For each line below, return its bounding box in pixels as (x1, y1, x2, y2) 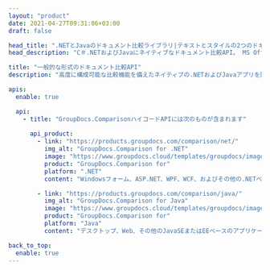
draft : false (8, 27, 52, 35)
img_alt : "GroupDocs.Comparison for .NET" (43, 145, 189, 153)
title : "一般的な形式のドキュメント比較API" (8, 64, 142, 72)
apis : (8, 85, 27, 93)
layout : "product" (8, 11, 70, 20)
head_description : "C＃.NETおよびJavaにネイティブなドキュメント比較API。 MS (8, 49, 251, 57)
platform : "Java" (43, 219, 103, 227)
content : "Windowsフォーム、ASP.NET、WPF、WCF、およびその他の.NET (43, 175, 257, 183)
